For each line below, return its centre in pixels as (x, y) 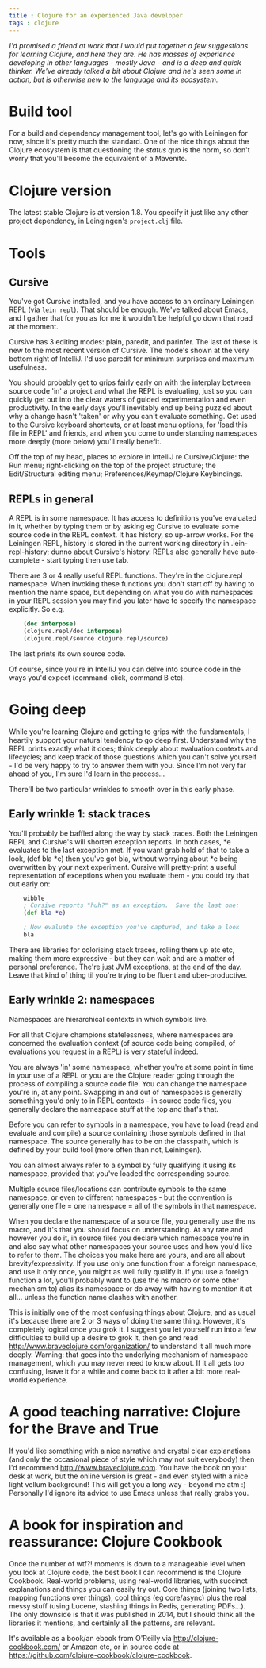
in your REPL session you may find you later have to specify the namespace (133, 601)
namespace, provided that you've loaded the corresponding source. (120, 1173)
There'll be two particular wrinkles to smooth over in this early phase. (122, 789)
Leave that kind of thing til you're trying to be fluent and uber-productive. (128, 975)
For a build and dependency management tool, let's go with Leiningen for (129, 133)
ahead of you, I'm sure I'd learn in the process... (87, 774)
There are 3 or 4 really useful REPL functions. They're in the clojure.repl (126, 575)
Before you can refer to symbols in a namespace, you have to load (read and (134, 1124)
